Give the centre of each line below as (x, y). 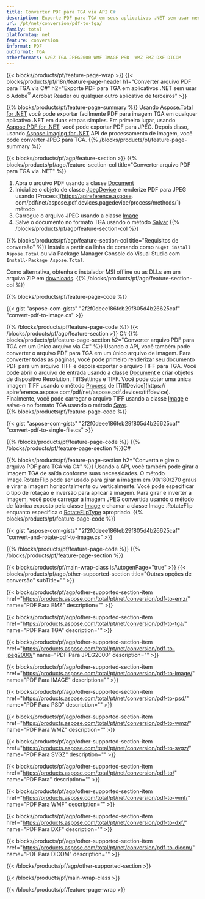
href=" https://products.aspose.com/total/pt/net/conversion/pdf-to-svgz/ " (99, 748)
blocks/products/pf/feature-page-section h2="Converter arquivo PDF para (100, 340)
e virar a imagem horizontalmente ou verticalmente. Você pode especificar (100, 486)
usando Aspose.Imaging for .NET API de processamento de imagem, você (99, 134)
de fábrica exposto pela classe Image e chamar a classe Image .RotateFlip (100, 506)
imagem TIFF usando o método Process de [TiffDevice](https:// (86, 386)
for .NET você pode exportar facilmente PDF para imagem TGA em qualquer (102, 114)
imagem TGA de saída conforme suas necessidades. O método (86, 473)
